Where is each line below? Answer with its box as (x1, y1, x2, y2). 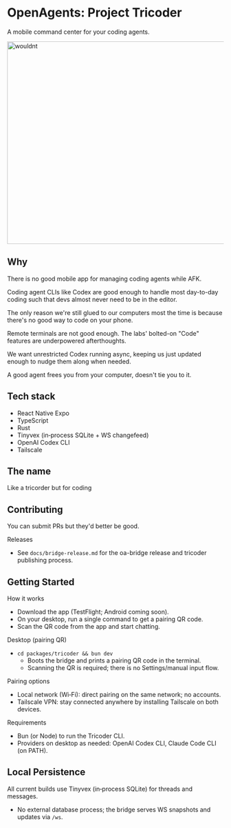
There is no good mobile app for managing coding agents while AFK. (7, 274, 202, 283)
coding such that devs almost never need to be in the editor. (7, 295, 177, 303)
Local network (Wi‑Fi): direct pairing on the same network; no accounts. (16, 691, 221, 698)
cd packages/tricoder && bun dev (16, 650, 113, 657)
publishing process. (16, 556, 74, 565)
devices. (16, 705, 42, 713)
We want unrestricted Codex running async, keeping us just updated (7, 350, 201, 358)
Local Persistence (7, 767, 86, 778)
